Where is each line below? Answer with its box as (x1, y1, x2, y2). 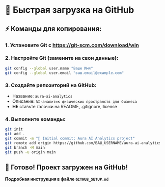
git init (5, 127, 23, 132)
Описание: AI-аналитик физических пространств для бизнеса (12, 98, 137, 104)
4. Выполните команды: (5, 116, 66, 122)
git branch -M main (5, 145, 45, 150)
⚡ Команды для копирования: (5, 24, 102, 33)
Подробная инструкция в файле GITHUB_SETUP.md (5, 176, 109, 182)
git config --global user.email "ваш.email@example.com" (5, 70, 124, 75)
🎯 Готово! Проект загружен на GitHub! (5, 163, 128, 171)
